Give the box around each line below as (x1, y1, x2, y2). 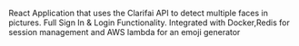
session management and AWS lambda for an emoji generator (8, 27, 241, 37)
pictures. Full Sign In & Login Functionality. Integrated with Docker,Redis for (8, 17, 290, 28)
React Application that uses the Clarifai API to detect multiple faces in (8, 8, 269, 18)
